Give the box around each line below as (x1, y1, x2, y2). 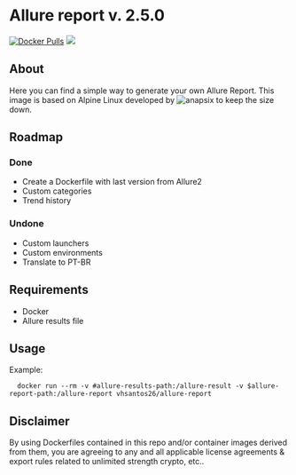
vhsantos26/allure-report (116, 390, 213, 399)
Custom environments (21, 247, 104, 257)
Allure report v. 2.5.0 (9, 5, 166, 26)
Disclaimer (9, 414, 70, 429)
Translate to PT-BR (21, 257, 91, 267)
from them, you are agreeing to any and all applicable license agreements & (9, 447, 285, 457)
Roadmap (9, 130, 64, 145)
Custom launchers (21, 237, 90, 249)
